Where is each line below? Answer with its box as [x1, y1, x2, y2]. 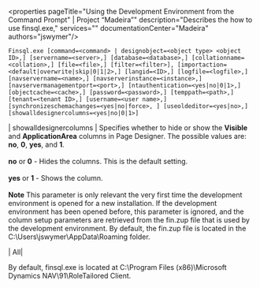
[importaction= [176, 61, 227, 69]
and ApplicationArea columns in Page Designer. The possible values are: [8, 132, 247, 140]
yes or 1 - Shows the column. [8, 174, 104, 182]
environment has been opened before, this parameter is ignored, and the [8, 207, 244, 216]
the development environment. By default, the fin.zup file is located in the [8, 224, 247, 233]
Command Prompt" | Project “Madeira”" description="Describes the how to [8, 15, 253, 24]
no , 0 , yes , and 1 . [8, 140, 65, 149]
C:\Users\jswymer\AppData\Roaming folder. [8, 232, 151, 241]
